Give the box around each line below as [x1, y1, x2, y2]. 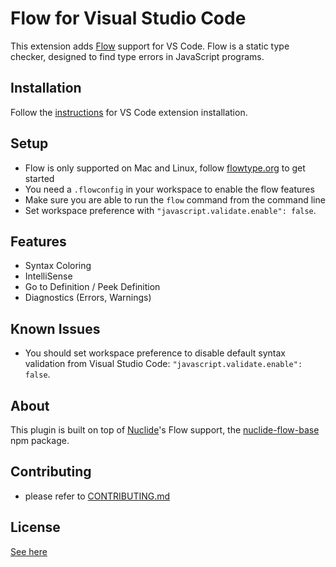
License [10, 519, 61, 536]
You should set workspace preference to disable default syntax [24, 347, 286, 359]
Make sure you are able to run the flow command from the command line [24, 193, 326, 206]
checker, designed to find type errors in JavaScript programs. [10, 50, 265, 62]
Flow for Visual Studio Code [10, 7, 247, 30]
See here [10, 545, 48, 557]
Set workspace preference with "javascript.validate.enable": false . [24, 204, 317, 216]
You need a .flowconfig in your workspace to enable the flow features [24, 183, 315, 195]
